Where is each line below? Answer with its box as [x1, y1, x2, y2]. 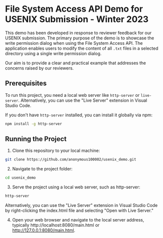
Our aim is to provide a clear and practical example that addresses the [5, 60, 146, 66]
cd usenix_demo [5, 175, 36, 181]
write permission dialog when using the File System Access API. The [5, 40, 143, 46]
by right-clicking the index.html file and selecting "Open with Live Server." [5, 208, 154, 214]
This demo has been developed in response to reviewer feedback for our [5, 30, 152, 36]
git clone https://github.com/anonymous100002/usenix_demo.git [5, 157, 137, 162]
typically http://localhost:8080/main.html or [12, 222, 100, 228]
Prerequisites [5, 79, 47, 88]
